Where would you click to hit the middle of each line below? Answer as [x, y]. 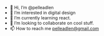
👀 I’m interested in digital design [43, 13]
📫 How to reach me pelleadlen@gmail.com [54, 28]
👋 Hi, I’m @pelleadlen [32, 8]
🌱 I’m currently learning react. [40, 18]
